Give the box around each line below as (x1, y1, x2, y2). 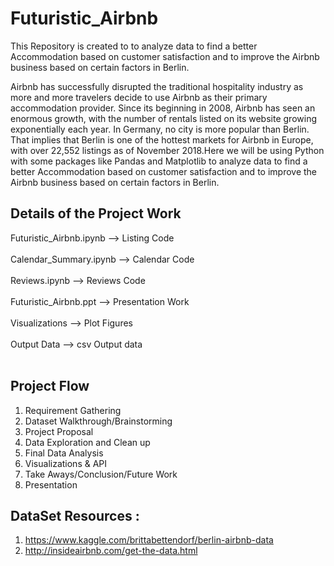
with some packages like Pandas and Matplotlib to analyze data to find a (10, 155, 308, 167)
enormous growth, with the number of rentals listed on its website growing (10, 112, 317, 124)
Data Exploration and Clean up (24, 436, 151, 448)
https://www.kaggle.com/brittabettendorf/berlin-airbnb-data (24, 534, 274, 546)
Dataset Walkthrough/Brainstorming (24, 415, 173, 427)
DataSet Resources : (10, 507, 140, 524)
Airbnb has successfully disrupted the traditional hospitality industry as (10, 80, 304, 92)
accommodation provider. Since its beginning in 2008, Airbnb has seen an (10, 102, 316, 114)
